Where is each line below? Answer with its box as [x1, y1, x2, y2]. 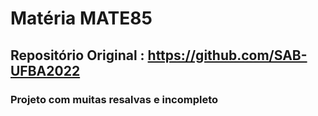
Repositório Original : [10, 47, 145, 64]
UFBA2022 [10, 62, 81, 79]
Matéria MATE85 [10, 7, 153, 30]
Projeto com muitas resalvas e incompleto [10, 92, 219, 106]
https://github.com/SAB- [147, 47, 308, 64]
